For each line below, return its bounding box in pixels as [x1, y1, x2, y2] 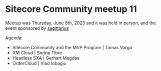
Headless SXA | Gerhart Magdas [12, 55, 79, 61]
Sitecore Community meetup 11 [5, 3, 137, 15]
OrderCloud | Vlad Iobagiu [12, 60, 66, 66]
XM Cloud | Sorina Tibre [12, 50, 62, 56]
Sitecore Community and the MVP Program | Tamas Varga [12, 44, 132, 50]
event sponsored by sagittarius [5, 25, 69, 31]
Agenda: [5, 35, 23, 41]
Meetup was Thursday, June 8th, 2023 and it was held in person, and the [5, 20, 156, 26]
